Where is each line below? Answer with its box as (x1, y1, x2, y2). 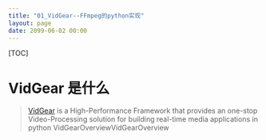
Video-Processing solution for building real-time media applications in (27, 114, 258, 124)
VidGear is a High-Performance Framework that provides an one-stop (27, 106, 258, 116)
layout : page (8, 19, 52, 27)
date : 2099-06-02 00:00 (8, 26, 88, 34)
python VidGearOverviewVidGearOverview (27, 123, 169, 133)
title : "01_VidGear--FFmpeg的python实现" (8, 11, 145, 20)
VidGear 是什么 (8, 79, 110, 97)
